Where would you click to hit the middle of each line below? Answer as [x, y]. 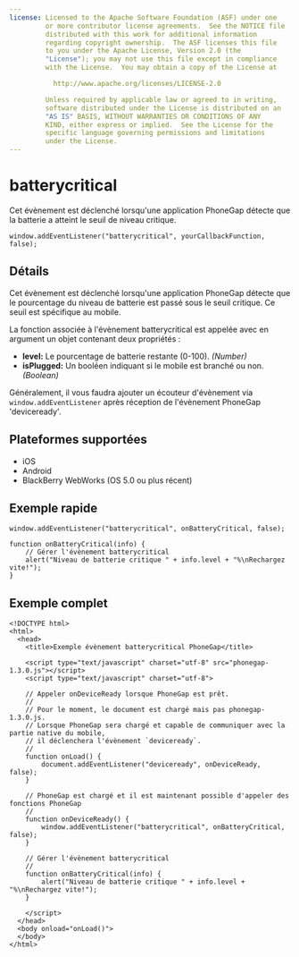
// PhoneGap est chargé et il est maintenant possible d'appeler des [158, 796]
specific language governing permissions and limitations [155, 133]
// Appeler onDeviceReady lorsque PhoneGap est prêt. [127, 694]
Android [37, 470]
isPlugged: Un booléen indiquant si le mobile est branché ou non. [143, 365]
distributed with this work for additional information [151, 34]
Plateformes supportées [78, 440]
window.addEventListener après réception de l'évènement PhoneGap [135, 402]
